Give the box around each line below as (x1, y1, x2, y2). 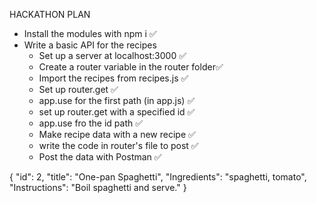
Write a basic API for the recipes (23, 39, 157, 51)
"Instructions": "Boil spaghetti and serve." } (9, 182, 187, 193)
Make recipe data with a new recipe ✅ (38, 129, 196, 140)
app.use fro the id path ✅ (38, 117, 144, 129)
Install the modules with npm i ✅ (23, 28, 157, 39)
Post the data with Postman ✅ (38, 151, 162, 163)
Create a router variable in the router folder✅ (38, 61, 224, 73)
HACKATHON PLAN (9, 9, 91, 20)
